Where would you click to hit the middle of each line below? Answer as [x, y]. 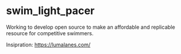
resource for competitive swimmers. [50, 33]
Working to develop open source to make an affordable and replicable [90, 27]
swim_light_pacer [51, 11]
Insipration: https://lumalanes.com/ [48, 45]
